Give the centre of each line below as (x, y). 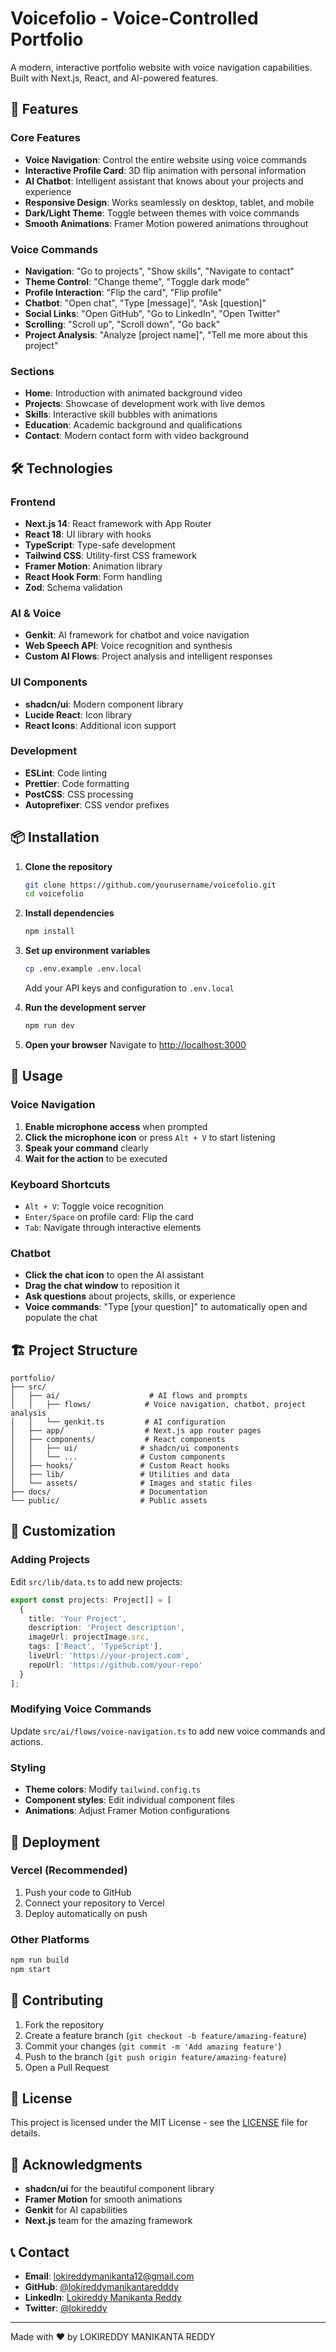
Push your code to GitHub (78, 1892)
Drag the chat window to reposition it (102, 1286)
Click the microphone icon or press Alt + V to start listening (150, 1137)
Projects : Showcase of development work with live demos (145, 404)
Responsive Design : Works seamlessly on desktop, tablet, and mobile (169, 202)
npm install (49, 932)
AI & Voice (36, 613)
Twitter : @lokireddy (66, 2308)
